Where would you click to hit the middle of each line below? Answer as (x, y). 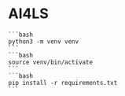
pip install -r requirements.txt (63, 83)
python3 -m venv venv (44, 41)
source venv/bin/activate (50, 62)
